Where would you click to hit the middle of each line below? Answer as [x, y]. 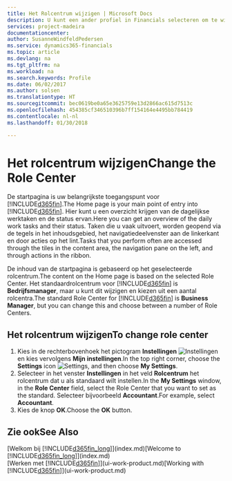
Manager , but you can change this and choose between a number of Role [112, 305]
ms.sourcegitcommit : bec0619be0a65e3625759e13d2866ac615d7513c [100, 104]
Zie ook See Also [43, 432]
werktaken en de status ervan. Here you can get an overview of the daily [110, 219]
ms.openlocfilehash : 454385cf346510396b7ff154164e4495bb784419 [100, 110]
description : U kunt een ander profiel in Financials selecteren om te [112, 20]
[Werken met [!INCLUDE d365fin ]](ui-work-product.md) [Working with [106, 463]
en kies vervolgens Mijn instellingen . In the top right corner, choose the [118, 359]
